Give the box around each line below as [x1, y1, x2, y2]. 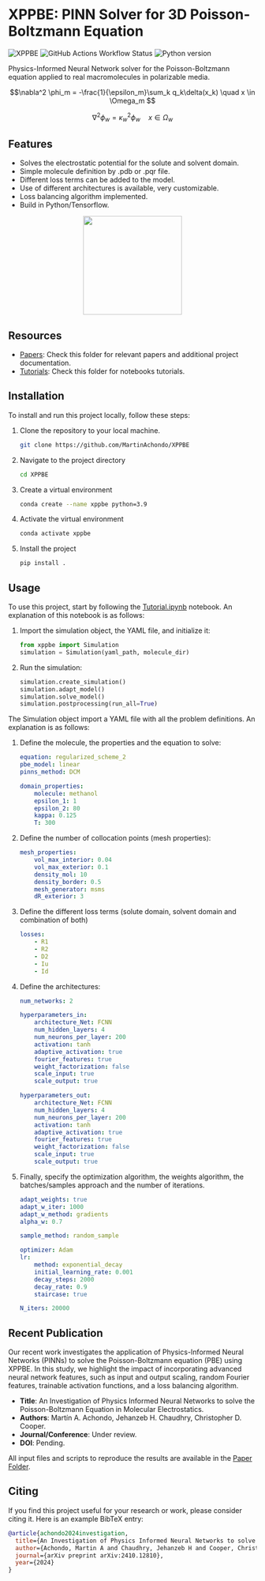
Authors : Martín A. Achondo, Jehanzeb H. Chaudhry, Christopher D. [19, 1413, 242, 1423]
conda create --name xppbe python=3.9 [19, 500, 147, 508]
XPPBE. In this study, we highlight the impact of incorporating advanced [8, 1365, 242, 1374]
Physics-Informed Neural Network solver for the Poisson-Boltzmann [8, 63, 230, 73]
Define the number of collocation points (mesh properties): [19, 834, 211, 843]
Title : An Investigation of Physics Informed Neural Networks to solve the [19, 1396, 255, 1406]
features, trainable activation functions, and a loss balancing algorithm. [8, 1381, 239, 1391]
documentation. [19, 358, 71, 368]
